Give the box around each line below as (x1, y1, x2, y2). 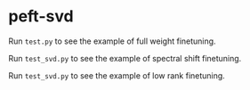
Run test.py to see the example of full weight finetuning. (8, 36, 216, 46)
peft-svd (8, 6, 74, 27)
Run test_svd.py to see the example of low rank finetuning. (8, 70, 226, 81)
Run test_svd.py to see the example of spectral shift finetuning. (8, 53, 242, 63)
